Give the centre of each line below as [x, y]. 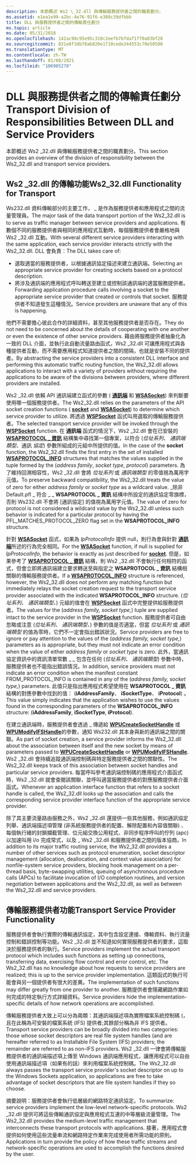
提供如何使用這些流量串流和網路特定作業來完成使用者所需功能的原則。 [90, 1135]
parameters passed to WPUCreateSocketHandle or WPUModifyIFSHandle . [97, 752]
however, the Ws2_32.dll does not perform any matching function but [89, 582]
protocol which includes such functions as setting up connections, [86, 955]
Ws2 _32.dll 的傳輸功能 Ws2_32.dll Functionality [94, 184]
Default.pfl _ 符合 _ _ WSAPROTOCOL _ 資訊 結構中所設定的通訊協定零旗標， [98, 494]
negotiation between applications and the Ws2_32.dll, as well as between [94, 884]
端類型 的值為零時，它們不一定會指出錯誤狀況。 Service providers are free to [97, 632]
